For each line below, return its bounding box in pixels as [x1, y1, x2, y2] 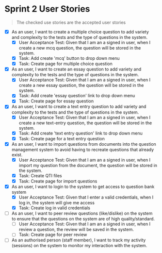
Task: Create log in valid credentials [18, 205, 91, 211]
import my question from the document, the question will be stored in [18, 162, 158, 168]
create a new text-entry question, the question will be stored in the [18, 120, 152, 126]
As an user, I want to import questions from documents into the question [11, 141, 156, 147]
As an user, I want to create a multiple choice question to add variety [11, 29, 149, 34]
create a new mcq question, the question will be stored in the [18, 45, 141, 51]
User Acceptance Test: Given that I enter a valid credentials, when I [18, 194, 154, 200]
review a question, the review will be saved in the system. [18, 227, 134, 233]
